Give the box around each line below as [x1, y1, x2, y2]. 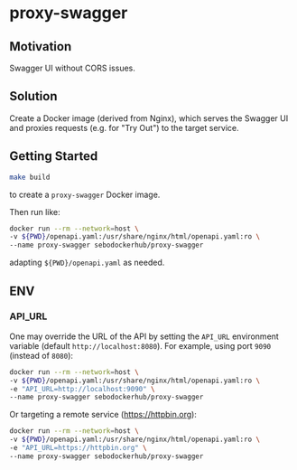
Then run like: [9, 206, 60, 217]
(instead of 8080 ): [9, 350, 74, 361]
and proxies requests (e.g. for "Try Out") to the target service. [9, 122, 239, 133]
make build [9, 173, 51, 182]
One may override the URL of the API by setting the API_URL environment [9, 331, 280, 342]
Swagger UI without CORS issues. [9, 62, 135, 73]
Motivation [9, 39, 72, 54]
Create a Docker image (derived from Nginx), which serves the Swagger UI [9, 112, 289, 124]
